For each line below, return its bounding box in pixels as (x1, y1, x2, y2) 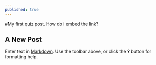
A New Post (5, 35, 42, 44)
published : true (5, 7, 39, 12)
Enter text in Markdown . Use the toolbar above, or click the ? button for (5, 48, 151, 55)
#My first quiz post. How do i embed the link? (5, 21, 99, 27)
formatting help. (5, 54, 38, 60)
